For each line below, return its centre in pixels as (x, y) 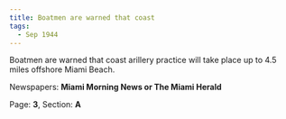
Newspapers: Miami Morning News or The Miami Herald (116, 87)
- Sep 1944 (38, 34)
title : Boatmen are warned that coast (82, 18)
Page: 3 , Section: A (45, 105)
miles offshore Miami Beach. (62, 69)
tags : (19, 26)
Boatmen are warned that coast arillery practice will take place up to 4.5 (143, 60)
